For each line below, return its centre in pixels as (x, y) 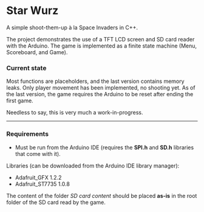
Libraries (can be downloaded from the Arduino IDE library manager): (93, 166)
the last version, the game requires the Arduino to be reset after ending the (100, 94)
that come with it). (38, 154)
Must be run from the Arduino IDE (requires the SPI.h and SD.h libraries (104, 147)
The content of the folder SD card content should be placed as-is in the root (102, 196)
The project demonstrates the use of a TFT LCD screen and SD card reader (100, 39)
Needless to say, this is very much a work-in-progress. (75, 113)
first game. (20, 101)
